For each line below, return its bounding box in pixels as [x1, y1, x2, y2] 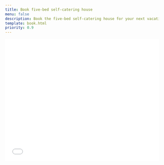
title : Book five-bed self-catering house [5, 7, 93, 12]
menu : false [5, 12, 29, 17]
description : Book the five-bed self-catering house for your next [5, 16, 145, 21]
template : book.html [5, 21, 47, 26]
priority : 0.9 [5, 25, 34, 30]
